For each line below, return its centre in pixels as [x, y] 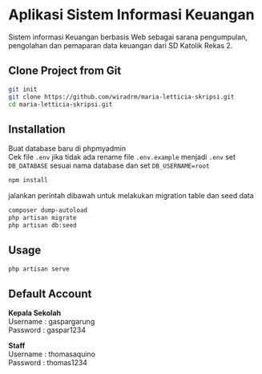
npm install [28, 181]
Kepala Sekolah [35, 313]
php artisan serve [39, 269]
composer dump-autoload [48, 210]
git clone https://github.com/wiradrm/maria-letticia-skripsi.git [121, 97]
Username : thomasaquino [52, 354]
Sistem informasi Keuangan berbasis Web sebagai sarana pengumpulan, [128, 37]
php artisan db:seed [43, 225]
